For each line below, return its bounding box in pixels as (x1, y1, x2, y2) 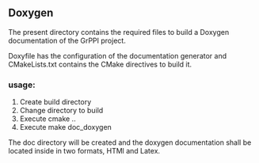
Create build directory (19, 97, 92, 107)
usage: (8, 79, 36, 90)
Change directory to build (19, 106, 104, 116)
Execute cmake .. (19, 114, 77, 123)
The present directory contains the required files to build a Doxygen (8, 27, 230, 36)
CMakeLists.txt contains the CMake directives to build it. (8, 59, 192, 69)
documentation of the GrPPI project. (8, 36, 127, 45)
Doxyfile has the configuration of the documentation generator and (8, 51, 227, 60)
